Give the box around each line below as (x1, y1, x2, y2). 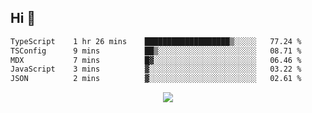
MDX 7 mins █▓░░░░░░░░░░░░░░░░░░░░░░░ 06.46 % (10, 55, 302, 65)
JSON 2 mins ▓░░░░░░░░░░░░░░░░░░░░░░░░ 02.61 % (10, 74, 302, 84)
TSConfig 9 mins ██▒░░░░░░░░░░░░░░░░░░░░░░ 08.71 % (10, 46, 302, 56)
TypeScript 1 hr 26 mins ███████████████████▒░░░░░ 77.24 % (10, 36, 302, 46)
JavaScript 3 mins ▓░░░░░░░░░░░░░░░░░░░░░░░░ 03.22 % (10, 64, 302, 75)
